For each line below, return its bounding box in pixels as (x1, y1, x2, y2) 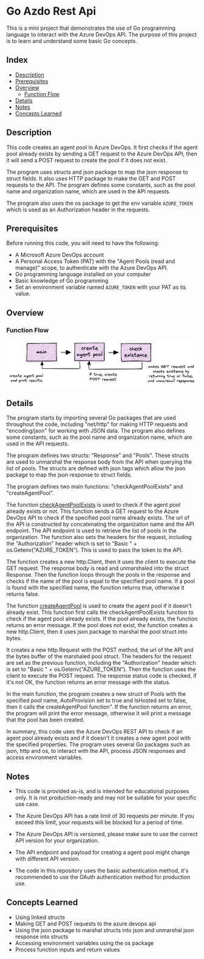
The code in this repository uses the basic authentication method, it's (15, 867, 189, 875)
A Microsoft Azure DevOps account (15, 251, 104, 259)
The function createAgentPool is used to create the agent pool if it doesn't (6, 602, 192, 610)
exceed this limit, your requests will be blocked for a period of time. (15, 819, 184, 826)
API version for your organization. (15, 837, 100, 844)
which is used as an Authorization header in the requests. (6, 205, 151, 213)
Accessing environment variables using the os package (15, 939, 154, 946)
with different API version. (15, 855, 80, 862)
